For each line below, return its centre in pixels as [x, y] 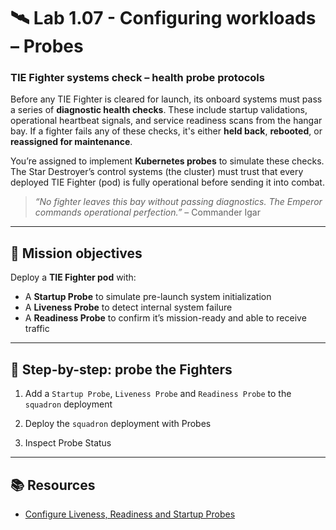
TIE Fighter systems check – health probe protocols [137, 78]
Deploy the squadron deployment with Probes [118, 424]
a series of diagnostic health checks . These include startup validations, [159, 110]
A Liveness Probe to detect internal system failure [128, 307]
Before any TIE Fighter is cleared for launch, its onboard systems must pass [166, 99]
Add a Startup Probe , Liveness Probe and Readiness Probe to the [158, 394]
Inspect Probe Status [68, 443]
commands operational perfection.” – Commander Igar [147, 212]
